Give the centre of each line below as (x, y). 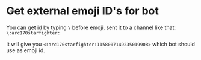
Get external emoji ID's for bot (83, 11)
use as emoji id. (26, 50)
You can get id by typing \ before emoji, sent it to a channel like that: (91, 27)
